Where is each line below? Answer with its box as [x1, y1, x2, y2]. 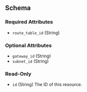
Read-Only [5, 70, 32, 77]
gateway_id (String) [12, 53, 51, 59]
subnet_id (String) [12, 58, 49, 64]
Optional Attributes [5, 42, 52, 48]
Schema [5, 4, 31, 12]
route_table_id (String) [12, 29, 60, 36]
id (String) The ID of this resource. [12, 82, 83, 88]
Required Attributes [5, 19, 53, 25]
